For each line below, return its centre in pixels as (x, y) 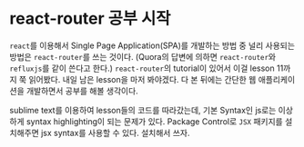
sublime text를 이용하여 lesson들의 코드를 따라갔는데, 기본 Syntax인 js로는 (143, 110)
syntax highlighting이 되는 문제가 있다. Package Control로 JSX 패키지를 (155, 121)
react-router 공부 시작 (90, 19)
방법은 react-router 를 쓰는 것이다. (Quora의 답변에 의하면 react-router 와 (142, 56)
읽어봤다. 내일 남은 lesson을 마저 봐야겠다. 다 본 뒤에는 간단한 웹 (142, 79)
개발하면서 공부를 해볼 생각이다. (82, 91)
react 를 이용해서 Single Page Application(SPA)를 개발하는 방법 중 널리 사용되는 (152, 45)
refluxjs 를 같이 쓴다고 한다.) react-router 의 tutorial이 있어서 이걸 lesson (142, 68)
